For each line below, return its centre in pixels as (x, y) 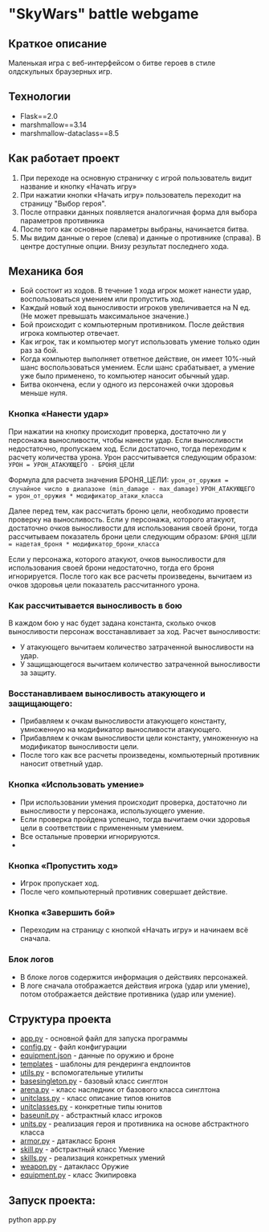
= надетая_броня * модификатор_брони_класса (84, 544)
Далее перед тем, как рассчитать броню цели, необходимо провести (128, 510)
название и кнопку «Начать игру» (78, 186)
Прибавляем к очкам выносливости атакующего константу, (123, 721)
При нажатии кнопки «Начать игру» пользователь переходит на (130, 194)
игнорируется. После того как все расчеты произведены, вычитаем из (130, 576)
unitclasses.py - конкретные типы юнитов (91, 1107)
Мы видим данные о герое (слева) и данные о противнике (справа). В (140, 237)
